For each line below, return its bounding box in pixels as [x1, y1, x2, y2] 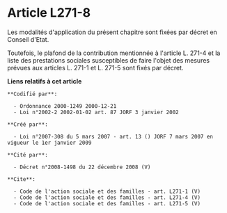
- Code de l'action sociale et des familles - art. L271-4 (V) [13, 194, 201, 201]
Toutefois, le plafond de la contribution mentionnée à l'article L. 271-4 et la [7, 49, 221, 57]
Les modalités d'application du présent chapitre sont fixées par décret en [7, 28, 217, 36]
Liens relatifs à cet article [7, 77, 82, 85]
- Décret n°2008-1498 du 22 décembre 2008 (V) [13, 164, 151, 171]
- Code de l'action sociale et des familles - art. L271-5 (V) [13, 200, 201, 207]
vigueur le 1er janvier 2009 [7, 139, 92, 146]
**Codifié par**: [7, 90, 58, 97]
